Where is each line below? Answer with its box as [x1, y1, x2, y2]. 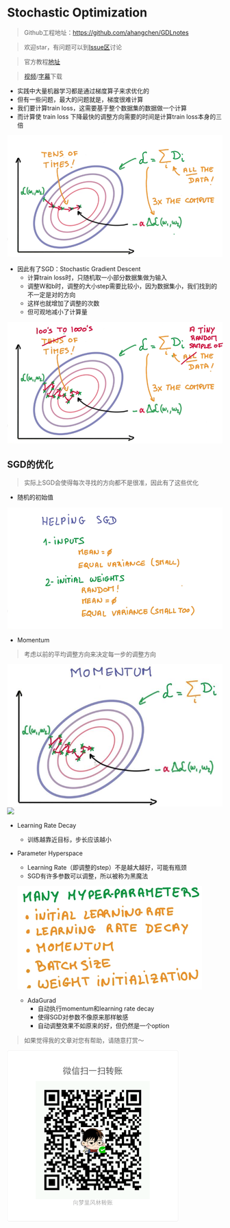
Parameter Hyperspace [16, 849, 84, 857]
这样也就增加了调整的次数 [27, 299, 100, 307]
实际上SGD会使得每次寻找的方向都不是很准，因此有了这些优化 [23, 478, 199, 487]
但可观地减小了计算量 [27, 308, 88, 316]
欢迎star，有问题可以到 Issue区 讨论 [23, 43, 122, 51]
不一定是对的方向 [27, 290, 76, 299]
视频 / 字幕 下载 [23, 72, 63, 80]
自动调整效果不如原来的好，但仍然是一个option [37, 1021, 170, 1030]
